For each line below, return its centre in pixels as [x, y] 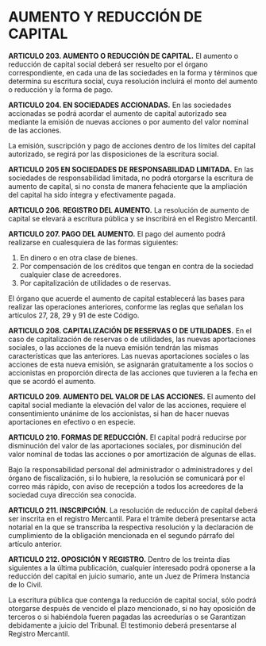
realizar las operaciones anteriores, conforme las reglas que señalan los [126, 306]
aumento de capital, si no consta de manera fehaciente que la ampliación [128, 186]
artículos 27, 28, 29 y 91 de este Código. [74, 315]
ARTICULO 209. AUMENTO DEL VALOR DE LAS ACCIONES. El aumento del [132, 396]
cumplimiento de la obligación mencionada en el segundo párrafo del [121, 535]
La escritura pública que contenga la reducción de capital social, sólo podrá [132, 600]
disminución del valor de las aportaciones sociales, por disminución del [125, 445]
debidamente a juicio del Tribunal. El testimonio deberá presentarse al [122, 625]
